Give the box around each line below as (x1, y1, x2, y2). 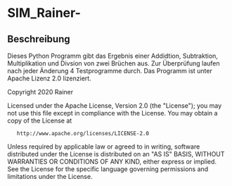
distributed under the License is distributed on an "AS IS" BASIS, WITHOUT (7, 150, 225, 158)
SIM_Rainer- (7, 5, 81, 21)
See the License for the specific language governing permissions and (7, 165, 209, 173)
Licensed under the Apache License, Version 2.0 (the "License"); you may (7, 101, 222, 110)
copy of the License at (7, 116, 72, 125)
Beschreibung (7, 33, 70, 45)
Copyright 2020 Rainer (7, 88, 74, 96)
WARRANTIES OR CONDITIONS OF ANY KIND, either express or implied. (7, 157, 217, 166)
